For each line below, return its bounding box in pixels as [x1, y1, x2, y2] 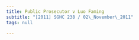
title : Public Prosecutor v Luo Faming [6, 8, 105, 15]
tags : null [6, 19, 33, 25]
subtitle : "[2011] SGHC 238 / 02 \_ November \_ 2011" [6, 14, 134, 20]
